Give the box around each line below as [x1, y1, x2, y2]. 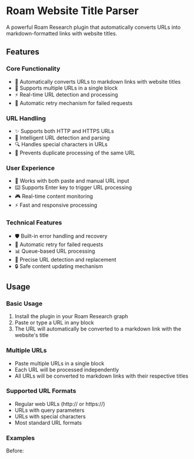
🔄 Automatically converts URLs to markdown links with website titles [14, 78, 181, 85]
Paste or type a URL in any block [14, 319, 94, 326]
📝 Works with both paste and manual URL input [14, 177, 130, 184]
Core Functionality [6, 65, 61, 73]
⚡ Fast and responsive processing [14, 202, 97, 209]
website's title [14, 332, 49, 339]
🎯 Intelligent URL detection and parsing [14, 134, 110, 141]
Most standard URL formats [14, 419, 82, 426]
